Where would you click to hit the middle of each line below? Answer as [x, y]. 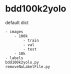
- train [31, 40]
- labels [14, 58]
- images [14, 31]
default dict [17, 22]
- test [30, 49]
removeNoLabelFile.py [28, 66]
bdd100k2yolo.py [22, 62]
